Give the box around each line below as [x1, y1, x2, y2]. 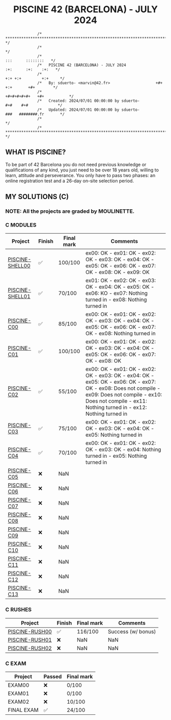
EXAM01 [8, 690, 30, 697]
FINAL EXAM [8, 706, 39, 713]
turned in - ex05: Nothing [85, 453, 147, 460]
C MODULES [5, 221, 37, 228]
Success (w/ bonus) [107, 628, 156, 635]
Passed [43, 673, 62, 680]
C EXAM [5, 660, 26, 667]
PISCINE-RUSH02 [8, 644, 52, 652]
